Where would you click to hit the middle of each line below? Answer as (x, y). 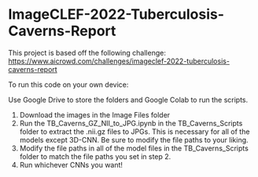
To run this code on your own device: (68, 85)
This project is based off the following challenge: (87, 52)
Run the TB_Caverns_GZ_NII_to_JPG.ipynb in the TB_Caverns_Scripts (131, 123)
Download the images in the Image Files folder (95, 114)
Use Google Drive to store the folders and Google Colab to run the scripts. (128, 99)
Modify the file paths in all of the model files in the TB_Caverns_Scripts (134, 148)
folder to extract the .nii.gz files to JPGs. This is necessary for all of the (135, 132)
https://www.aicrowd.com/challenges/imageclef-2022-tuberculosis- (119, 61)
